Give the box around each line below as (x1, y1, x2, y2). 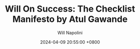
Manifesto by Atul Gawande (12, 14, 128, 25)
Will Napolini (57, 30, 83, 35)
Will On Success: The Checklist (4, 3, 136, 15)
